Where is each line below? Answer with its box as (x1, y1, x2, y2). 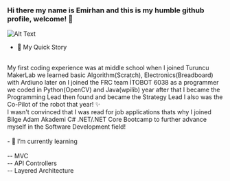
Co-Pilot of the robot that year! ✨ (7, 100, 101, 109)
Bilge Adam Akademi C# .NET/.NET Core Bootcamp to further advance (7, 116, 207, 124)
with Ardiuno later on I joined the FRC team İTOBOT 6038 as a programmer (7, 78, 219, 87)
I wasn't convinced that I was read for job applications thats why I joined (7, 108, 211, 116)
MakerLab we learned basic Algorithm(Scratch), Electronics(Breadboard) (7, 71, 214, 79)
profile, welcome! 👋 (7, 14, 73, 23)
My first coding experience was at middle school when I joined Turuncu (7, 64, 209, 72)
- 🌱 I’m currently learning (7, 137, 78, 146)
